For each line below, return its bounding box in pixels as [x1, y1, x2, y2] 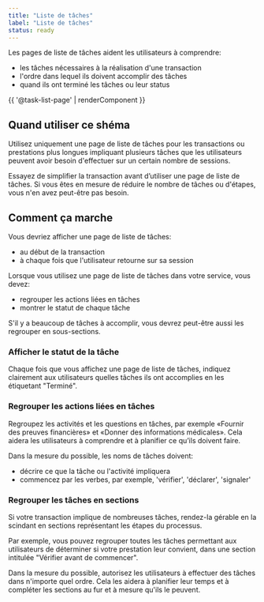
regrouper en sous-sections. [8, 327, 101, 336]
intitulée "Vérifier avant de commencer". [8, 552, 139, 562]
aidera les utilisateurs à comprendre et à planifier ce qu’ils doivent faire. [8, 435, 241, 445]
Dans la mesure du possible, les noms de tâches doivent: [8, 451, 194, 461]
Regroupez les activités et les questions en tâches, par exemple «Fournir [8, 419, 244, 428]
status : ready [8, 26, 55, 34]
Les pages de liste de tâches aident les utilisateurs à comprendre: [8, 48, 222, 58]
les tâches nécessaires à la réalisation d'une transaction [19, 63, 203, 73]
